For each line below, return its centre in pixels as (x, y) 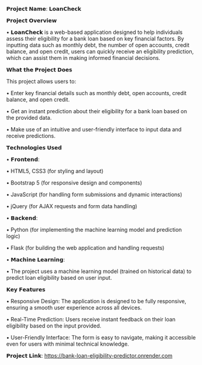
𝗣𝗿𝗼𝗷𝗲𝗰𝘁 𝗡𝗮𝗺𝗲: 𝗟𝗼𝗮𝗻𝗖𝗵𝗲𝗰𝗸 (44, 9)
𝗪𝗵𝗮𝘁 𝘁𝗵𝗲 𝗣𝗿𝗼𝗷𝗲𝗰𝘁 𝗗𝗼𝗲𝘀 (39, 70)
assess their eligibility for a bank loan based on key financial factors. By (95, 38)
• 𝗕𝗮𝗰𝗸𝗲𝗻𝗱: (22, 218)
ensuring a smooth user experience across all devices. (74, 307)
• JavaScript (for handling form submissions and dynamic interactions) (94, 194)
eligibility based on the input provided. (54, 326)
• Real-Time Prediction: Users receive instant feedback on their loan (91, 319)
